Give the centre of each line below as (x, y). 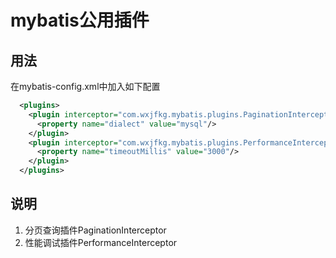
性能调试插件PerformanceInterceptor (101, 242)
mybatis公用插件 (80, 20)
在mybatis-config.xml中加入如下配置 (85, 86)
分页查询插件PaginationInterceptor (95, 230)
